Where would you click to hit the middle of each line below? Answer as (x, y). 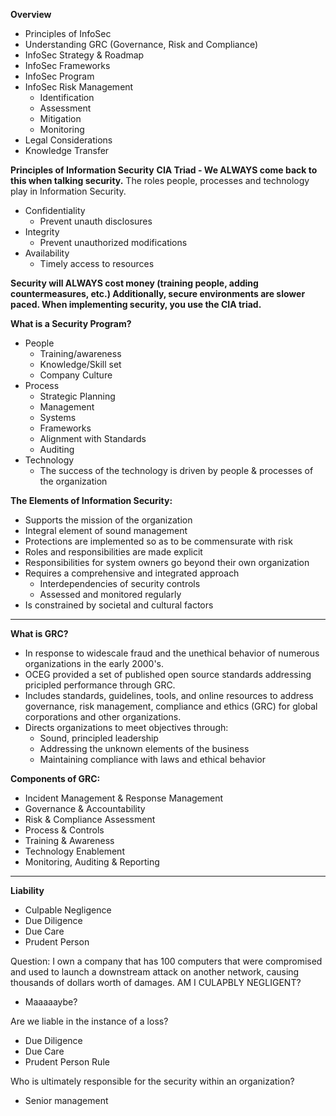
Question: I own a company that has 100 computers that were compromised (166, 961)
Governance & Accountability (85, 808)
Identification (67, 97)
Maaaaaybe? (51, 1002)
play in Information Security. (68, 191)
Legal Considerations (68, 140)
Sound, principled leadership (99, 738)
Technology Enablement (74, 851)
